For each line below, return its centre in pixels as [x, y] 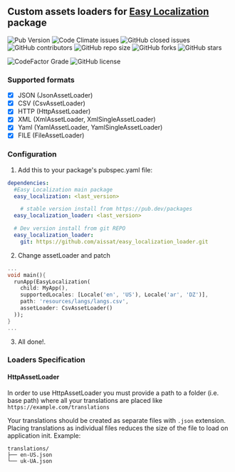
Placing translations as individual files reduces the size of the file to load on [118, 428]
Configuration [32, 154]
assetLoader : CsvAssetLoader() [67, 308]
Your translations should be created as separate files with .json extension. [117, 420]
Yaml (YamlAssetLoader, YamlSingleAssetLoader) [90, 127]
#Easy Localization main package [63, 189]
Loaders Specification [46, 360]
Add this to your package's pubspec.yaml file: [85, 169]
